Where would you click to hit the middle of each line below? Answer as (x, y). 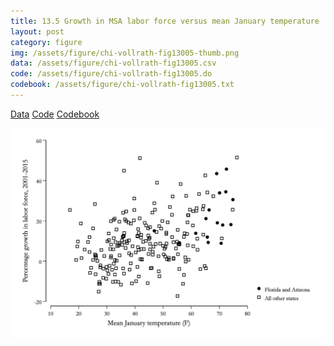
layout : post (37, 31)
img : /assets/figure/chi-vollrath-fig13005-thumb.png (125, 53)
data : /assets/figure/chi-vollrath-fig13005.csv (113, 63)
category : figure (46, 42)
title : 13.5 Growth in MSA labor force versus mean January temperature (165, 21)
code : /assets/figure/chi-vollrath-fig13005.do (111, 74)
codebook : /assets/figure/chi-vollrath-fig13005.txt (122, 85)
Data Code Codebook (55, 114)
